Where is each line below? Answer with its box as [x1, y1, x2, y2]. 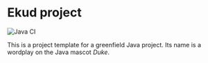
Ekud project [7, 5, 82, 21]
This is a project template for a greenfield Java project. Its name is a [7, 40, 202, 49]
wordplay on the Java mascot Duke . [7, 48, 110, 56]
